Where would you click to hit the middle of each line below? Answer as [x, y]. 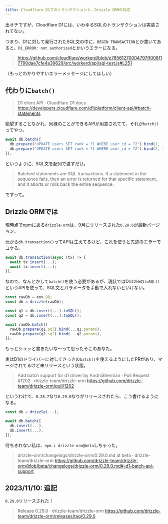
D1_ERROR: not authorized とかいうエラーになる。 [69, 47]
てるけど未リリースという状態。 [55, 366]
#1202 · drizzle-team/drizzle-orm [51, 381]
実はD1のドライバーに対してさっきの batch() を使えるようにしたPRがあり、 [82, 359]
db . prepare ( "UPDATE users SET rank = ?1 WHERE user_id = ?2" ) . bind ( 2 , [85, 149]
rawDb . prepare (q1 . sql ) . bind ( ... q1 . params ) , [55, 329]
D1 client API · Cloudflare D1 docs [52, 103]
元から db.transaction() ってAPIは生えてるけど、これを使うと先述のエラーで [83, 242]
